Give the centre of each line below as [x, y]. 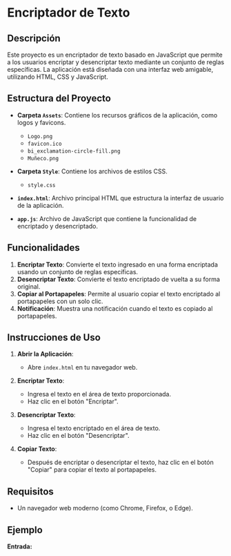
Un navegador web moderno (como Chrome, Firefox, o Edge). [105, 508]
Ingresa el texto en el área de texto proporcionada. [99, 394]
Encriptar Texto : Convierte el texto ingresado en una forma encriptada [118, 265]
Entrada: [20, 546]
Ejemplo [25, 530]
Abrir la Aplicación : [45, 354]
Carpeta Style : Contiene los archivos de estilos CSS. [92, 171]
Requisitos [30, 491]
